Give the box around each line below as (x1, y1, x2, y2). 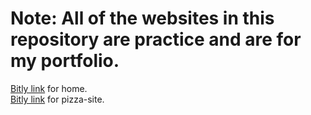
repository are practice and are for (10, 28, 302, 51)
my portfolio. (10, 50, 120, 72)
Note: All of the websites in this (10, 7, 275, 30)
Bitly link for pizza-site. (10, 93, 105, 105)
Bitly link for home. (10, 82, 88, 94)
